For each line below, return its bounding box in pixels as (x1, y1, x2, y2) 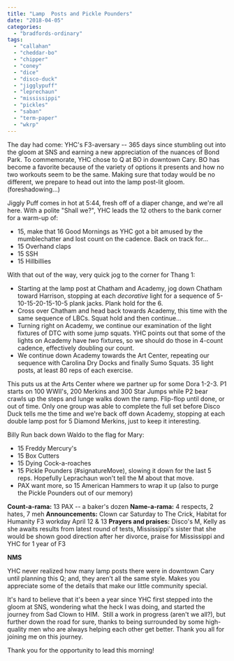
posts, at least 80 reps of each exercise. (17, 366, 133, 374)
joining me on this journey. (7, 632, 84, 641)
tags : (7, 36, 23, 43)
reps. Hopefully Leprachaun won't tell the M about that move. (17, 474, 194, 482)
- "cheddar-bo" (13, 50, 58, 57)
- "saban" (13, 108, 42, 115)
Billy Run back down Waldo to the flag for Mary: (7, 430, 145, 439)
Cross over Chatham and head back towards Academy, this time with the (17, 306, 228, 315)
